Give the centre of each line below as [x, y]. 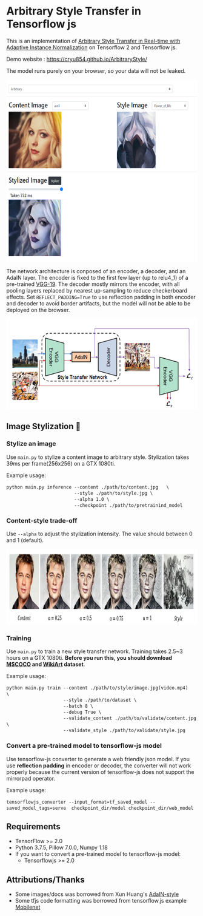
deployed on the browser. [38, 310]
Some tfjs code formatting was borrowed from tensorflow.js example [101, 901]
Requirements [33, 826]
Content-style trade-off [42, 520]
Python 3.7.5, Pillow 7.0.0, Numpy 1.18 [61, 847]
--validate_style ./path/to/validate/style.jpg [125, 731]
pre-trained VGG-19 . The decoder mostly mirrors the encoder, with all [93, 284]
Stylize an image [31, 444]
